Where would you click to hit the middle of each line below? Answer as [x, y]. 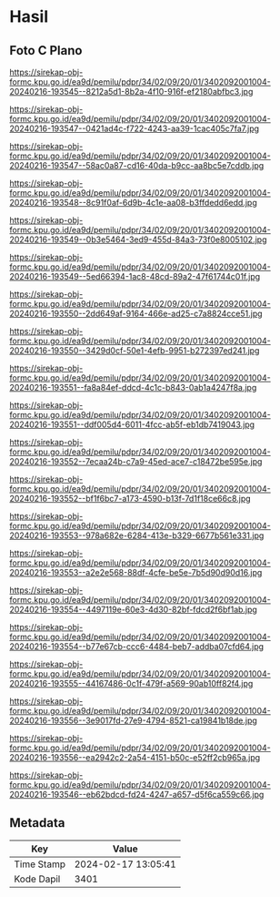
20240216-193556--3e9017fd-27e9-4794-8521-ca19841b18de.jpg [133, 720]
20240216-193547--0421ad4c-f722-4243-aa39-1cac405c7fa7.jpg [135, 128]
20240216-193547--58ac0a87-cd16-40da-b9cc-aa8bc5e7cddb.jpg [137, 165]
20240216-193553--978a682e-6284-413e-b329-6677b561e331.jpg [137, 535]
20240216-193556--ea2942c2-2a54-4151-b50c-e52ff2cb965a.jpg [135, 757]
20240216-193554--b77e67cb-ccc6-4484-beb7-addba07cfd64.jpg [137, 647]
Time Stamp [40, 864]
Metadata [37, 823]
